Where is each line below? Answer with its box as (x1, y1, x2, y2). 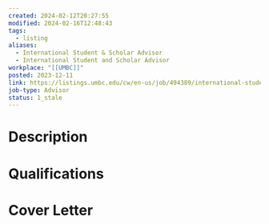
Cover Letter (8, 201, 94, 219)
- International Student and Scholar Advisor (15, 57, 171, 65)
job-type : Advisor (8, 86, 70, 94)
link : (8, 78, 26, 86)
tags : (8, 26, 26, 34)
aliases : (8, 42, 38, 50)
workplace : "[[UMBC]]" (8, 64, 84, 72)
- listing (15, 34, 48, 42)
